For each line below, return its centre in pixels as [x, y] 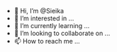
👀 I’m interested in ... [44, 18]
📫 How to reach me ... [47, 41]
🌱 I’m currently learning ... [52, 26]
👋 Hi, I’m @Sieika [39, 11]
